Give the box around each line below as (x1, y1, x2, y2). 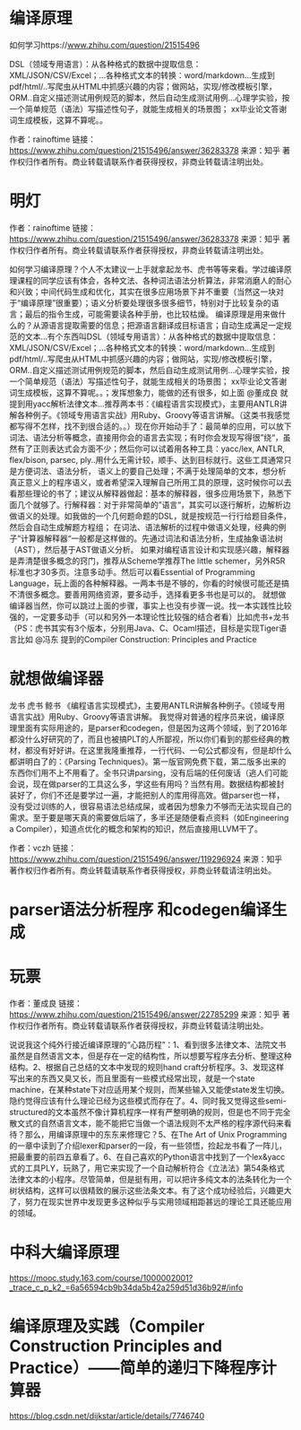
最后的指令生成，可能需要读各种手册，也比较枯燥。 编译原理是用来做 (24, 309, 279, 319)
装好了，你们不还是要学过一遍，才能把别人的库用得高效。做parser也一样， (9, 789, 285, 800)
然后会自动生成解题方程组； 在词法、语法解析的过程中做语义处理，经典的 (9, 521, 279, 532)
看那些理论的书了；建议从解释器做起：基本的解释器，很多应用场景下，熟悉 (9, 488, 284, 499)
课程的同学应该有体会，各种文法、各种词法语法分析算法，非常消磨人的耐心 (16, 275, 292, 285)
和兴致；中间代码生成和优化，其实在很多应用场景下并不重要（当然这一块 (9, 286, 276, 297)
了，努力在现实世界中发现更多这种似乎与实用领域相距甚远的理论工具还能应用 (9, 1196, 292, 1207)
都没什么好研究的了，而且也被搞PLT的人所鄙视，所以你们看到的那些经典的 (9, 733, 282, 745)
